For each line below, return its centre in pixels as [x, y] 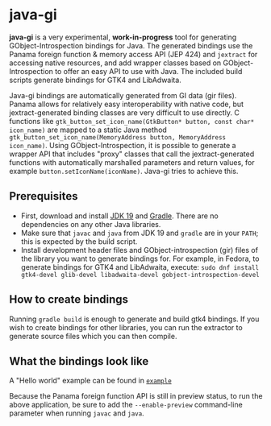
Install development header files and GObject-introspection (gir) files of [140, 250]
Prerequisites [44, 196]
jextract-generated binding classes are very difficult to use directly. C [125, 112]
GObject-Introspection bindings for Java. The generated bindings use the [131, 45]
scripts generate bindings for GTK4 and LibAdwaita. [96, 80]
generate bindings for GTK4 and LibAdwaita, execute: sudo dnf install [140, 267]
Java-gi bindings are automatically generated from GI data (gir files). [123, 95]
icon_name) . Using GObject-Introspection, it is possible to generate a [123, 145]
